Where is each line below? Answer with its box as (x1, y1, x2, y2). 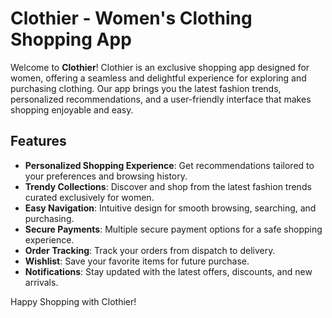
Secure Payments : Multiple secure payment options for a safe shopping (24, 223, 323, 235)
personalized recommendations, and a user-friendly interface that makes (10, 93, 312, 105)
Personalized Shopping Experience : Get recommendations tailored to (24, 159, 315, 171)
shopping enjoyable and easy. (10, 103, 134, 116)
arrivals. (24, 276, 59, 288)
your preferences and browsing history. (24, 170, 188, 182)
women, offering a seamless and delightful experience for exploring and (10, 72, 307, 84)
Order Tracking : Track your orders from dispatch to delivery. (24, 244, 276, 256)
